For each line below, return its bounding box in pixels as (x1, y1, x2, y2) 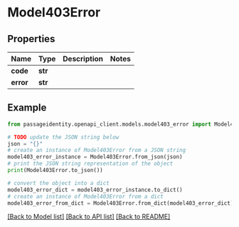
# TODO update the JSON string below (7, 133, 119, 141)
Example (7, 101, 47, 114)
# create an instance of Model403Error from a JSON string (7, 147, 186, 154)
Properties (7, 33, 55, 45)
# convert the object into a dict (7, 179, 110, 186)
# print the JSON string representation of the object (7, 160, 174, 168)
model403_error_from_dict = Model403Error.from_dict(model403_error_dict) (7, 199, 234, 207)
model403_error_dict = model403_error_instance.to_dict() (7, 186, 183, 193)
